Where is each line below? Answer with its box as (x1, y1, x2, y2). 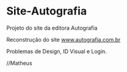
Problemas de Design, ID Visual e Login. (6, 47, 107, 55)
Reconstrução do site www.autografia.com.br (6, 36, 121, 43)
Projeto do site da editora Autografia (6, 24, 98, 31)
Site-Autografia (6, 4, 87, 18)
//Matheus (6, 59, 32, 67)
